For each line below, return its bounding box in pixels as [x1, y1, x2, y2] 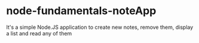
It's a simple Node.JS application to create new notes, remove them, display [6, 24, 194, 31]
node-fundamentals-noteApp [6, 4, 157, 18]
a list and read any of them [6, 29, 72, 37]
